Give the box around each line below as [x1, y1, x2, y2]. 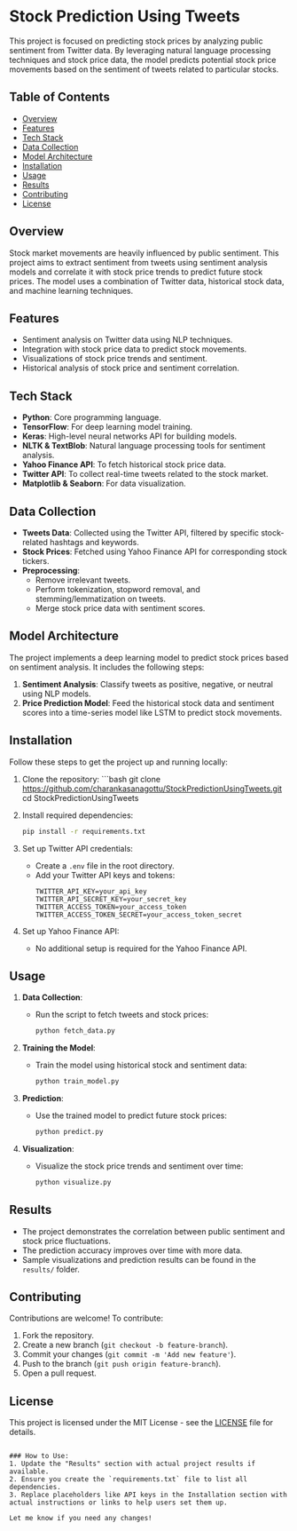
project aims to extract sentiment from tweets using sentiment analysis [9, 257, 268, 267]
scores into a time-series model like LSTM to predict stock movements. [21, 707, 283, 718]
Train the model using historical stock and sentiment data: [35, 1059, 247, 1071]
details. [9, 1427, 36, 1438]
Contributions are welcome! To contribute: [9, 1313, 164, 1324]
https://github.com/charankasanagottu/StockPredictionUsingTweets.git [21, 783, 282, 794]
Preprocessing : [21, 566, 80, 575]
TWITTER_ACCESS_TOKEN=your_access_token [35, 902, 187, 911]
